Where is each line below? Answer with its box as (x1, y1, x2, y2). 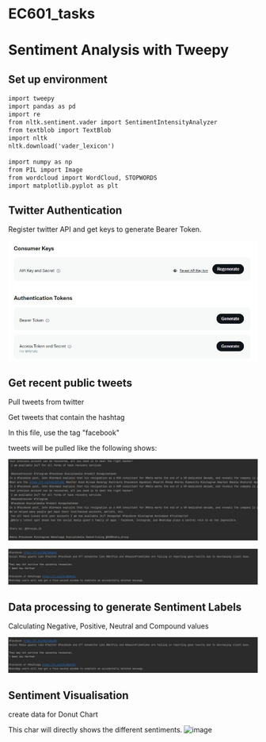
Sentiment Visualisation (8, 688, 129, 702)
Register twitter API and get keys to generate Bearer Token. (8, 225, 202, 234)
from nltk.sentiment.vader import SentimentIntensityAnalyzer (8, 118, 218, 127)
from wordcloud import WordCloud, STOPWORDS (8, 174, 158, 183)
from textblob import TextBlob (8, 126, 112, 135)
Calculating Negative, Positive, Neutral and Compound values (8, 621, 209, 631)
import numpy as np (8, 158, 73, 167)
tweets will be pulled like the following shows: (8, 444, 158, 453)
